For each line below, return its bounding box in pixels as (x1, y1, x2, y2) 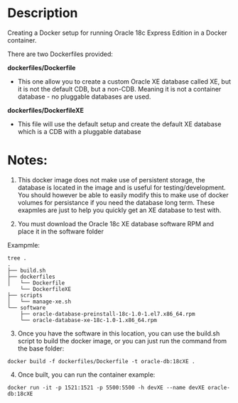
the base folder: (17, 344, 65, 353)
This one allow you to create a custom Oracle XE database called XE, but (17, 77, 232, 86)
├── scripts (7, 292, 43, 299)
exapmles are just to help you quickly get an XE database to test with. (17, 206, 222, 214)
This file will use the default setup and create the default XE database (17, 119, 222, 128)
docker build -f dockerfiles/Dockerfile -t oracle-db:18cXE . (7, 358, 195, 365)
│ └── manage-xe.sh (7, 298, 72, 305)
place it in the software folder (17, 227, 104, 236)
